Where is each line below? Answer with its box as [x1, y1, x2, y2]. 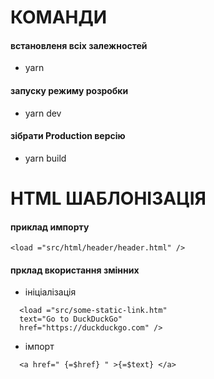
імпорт [24, 341, 55, 353]
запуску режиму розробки [10, 84, 129, 96]
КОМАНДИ [10, 6, 108, 29]
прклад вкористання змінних [10, 264, 140, 276]
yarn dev [24, 107, 62, 119]
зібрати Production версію [10, 130, 126, 142]
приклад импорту [10, 221, 90, 233]
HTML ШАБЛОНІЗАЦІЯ [10, 187, 207, 210]
